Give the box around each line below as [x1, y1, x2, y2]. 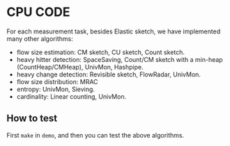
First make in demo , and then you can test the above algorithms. [6, 131, 185, 139]
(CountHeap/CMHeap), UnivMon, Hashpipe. [16, 63, 144, 71]
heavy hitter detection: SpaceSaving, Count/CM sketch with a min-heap [16, 55, 224, 63]
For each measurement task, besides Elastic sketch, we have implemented [6, 27, 221, 35]
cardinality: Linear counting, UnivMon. [16, 92, 127, 101]
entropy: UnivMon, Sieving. [16, 85, 95, 93]
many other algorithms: [6, 34, 74, 42]
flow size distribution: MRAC [16, 77, 98, 86]
